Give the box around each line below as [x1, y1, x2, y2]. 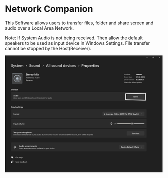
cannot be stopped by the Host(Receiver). [5, 45, 91, 51]
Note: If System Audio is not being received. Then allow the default [5, 35, 143, 41]
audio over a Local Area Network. [5, 25, 74, 31]
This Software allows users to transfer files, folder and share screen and [5, 20, 154, 26]
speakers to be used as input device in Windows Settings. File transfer [5, 40, 150, 46]
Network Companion [5, 3, 93, 15]
